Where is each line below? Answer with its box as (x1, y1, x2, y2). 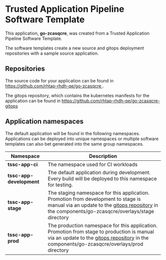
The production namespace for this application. (47, 222, 158, 229)
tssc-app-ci (7, 161, 38, 168)
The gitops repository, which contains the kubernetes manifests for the (5, 92, 150, 98)
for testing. (47, 181, 73, 188)
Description (88, 152, 118, 159)
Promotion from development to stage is (47, 195, 141, 202)
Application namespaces (5, 117, 84, 126)
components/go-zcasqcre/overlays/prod (47, 240, 143, 247)
